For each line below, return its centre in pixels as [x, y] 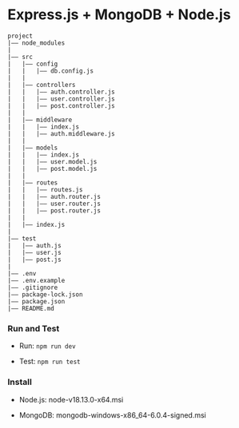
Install [20, 382]
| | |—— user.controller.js [61, 99]
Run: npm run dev [48, 346]
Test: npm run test [50, 362]
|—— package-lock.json [45, 294]
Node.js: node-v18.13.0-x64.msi [71, 399]
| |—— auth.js [34, 245]
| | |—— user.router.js [54, 204]
